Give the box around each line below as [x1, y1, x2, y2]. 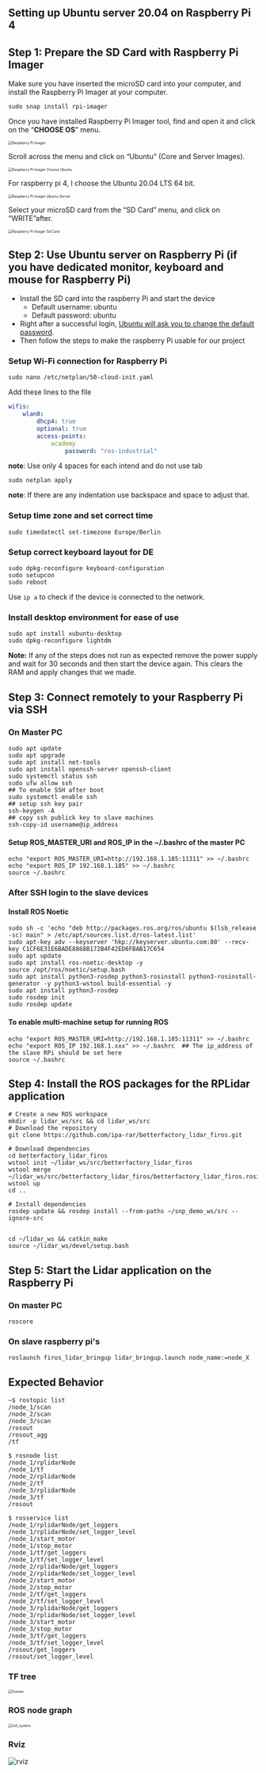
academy [50, 439, 77, 447]
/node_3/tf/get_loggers [8, 1632, 87, 1640]
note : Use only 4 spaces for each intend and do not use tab [8, 461, 203, 470]
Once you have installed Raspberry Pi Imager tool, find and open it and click [8, 116, 256, 126]
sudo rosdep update [8, 1001, 73, 1009]
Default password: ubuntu [31, 310, 116, 320]
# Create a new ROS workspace [8, 1110, 108, 1119]
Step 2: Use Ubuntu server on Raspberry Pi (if [8, 248, 237, 261]
